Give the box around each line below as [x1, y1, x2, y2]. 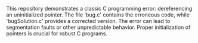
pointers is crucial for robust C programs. [6, 30, 107, 37]
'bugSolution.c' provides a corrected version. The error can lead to [6, 18, 171, 24]
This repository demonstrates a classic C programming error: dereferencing [6, 5, 193, 12]
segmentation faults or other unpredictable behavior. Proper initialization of [6, 24, 191, 31]
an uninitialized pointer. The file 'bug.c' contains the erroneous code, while [6, 11, 190, 18]
